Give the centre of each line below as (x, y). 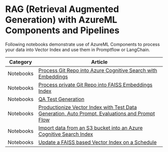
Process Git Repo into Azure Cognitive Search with (98, 70)
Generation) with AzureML (61, 20)
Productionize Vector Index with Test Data (87, 107)
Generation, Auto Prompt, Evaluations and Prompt (96, 113)
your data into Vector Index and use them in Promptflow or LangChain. (78, 49)
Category (21, 62)
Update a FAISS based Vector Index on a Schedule (97, 142)
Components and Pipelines (62, 30)
